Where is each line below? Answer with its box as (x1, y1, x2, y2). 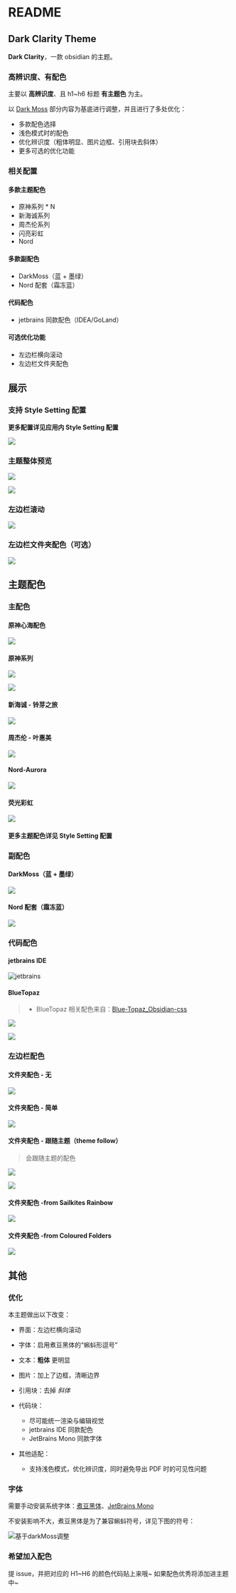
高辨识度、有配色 (8, 72, 67, 82)
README (8, 4, 62, 21)
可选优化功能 (8, 333, 45, 342)
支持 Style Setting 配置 (8, 405, 87, 415)
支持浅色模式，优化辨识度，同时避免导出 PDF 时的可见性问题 (28, 1465, 207, 1473)
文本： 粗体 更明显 (18, 1356, 70, 1365)
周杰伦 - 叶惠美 (8, 733, 52, 742)
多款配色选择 (18, 120, 56, 128)
